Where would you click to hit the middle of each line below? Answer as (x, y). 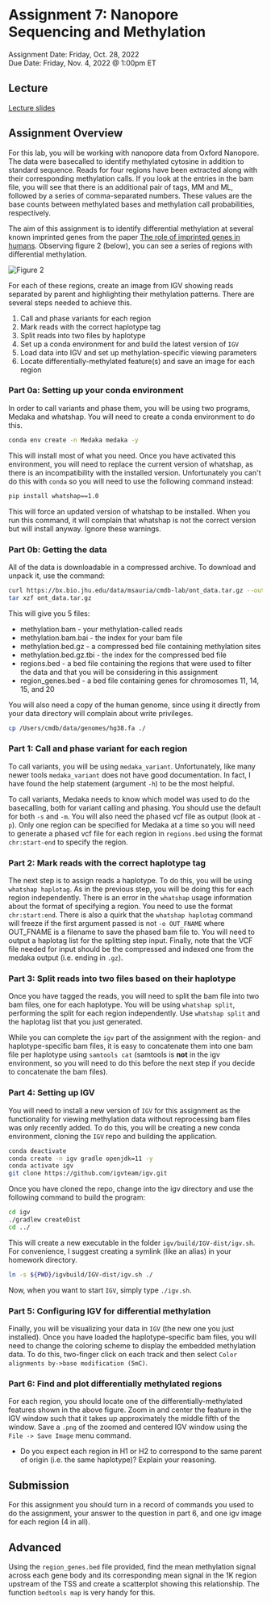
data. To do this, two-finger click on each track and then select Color (123, 1355)
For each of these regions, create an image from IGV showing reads (121, 285)
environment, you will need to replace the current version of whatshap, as (131, 464)
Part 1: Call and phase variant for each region (98, 748)
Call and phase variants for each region (85, 318)
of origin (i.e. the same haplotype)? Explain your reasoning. (118, 1460)
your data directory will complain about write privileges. (101, 713)
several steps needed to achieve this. (70, 302)
